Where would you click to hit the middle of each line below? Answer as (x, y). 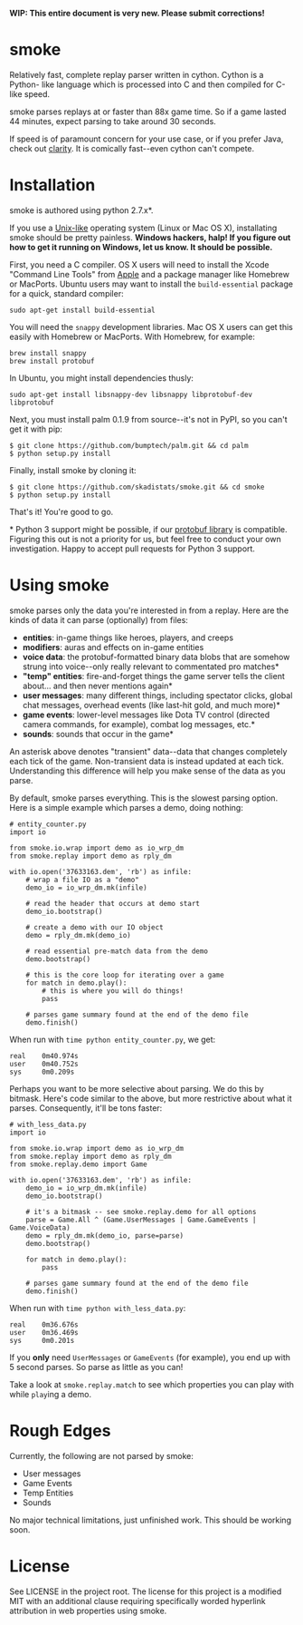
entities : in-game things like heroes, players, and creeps (128, 637)
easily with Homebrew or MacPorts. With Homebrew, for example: (132, 336)
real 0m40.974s (44, 1056)
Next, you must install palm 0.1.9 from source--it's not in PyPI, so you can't (148, 419)
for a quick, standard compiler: (66, 293)
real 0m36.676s (44, 1324)
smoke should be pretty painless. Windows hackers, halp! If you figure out (150, 237)
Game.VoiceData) (40, 1228)
